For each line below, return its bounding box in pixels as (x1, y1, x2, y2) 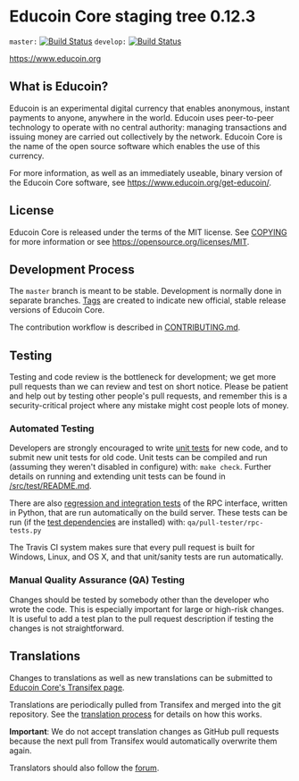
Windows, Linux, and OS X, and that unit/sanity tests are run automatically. (9, 551, 284, 562)
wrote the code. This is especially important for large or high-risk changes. (9, 603, 285, 614)
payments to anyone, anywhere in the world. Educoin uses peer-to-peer (9, 112, 275, 122)
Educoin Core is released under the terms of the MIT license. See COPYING (9, 226, 287, 238)
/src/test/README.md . (9, 481, 92, 491)
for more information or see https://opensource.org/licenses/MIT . (9, 236, 250, 247)
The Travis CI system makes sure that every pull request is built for (9, 542, 255, 553)
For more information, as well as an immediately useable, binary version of (9, 167, 283, 178)
